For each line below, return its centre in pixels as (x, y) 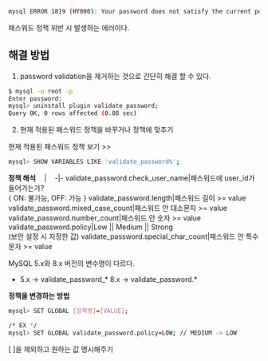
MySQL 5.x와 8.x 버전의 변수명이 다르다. (72, 264)
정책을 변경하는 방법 (39, 296)
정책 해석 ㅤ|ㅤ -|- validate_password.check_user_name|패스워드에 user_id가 (132, 178)
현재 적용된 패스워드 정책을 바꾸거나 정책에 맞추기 (97, 130)
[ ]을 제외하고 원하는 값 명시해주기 (61, 349)
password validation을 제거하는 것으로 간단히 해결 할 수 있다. (115, 76)
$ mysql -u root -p (41, 91)
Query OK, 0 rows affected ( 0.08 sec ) (73, 113)
